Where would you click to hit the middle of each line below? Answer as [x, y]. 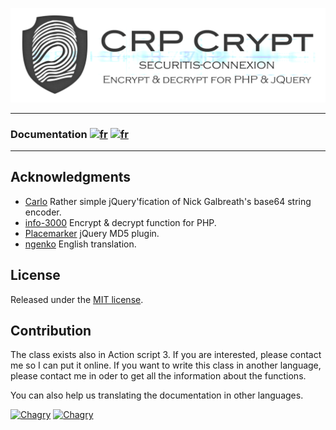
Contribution [51, 330]
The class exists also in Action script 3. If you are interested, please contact [166, 355]
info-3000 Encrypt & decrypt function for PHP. [120, 222]
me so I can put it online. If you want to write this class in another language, [166, 365]
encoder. [43, 212]
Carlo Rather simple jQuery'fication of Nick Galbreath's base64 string [168, 201]
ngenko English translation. [80, 244]
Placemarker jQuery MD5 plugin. [92, 233]
